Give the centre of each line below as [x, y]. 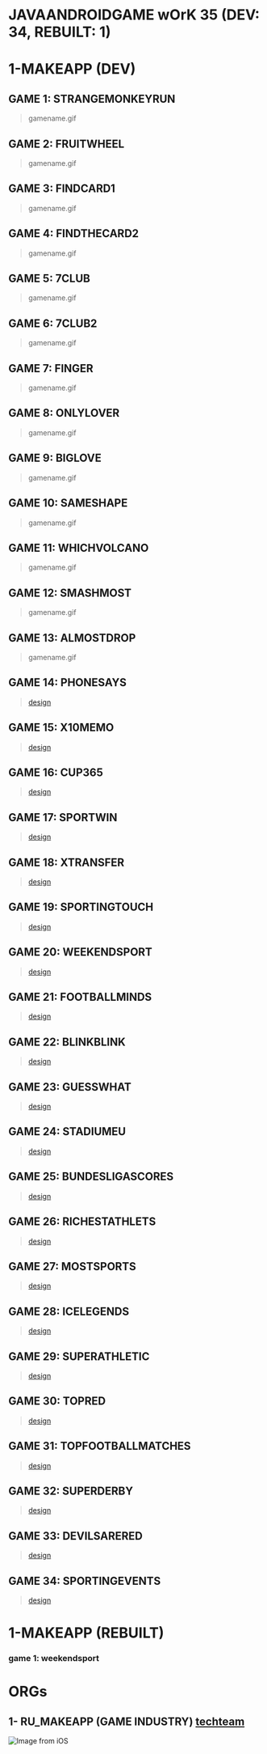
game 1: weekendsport [54, 1659]
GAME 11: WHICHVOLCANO [79, 548]
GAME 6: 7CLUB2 [53, 323]
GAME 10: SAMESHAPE [68, 503]
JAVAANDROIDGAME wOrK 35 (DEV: [134, 15]
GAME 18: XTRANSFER [67, 862]
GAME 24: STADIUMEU [67, 1131]
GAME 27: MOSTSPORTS [73, 1267]
